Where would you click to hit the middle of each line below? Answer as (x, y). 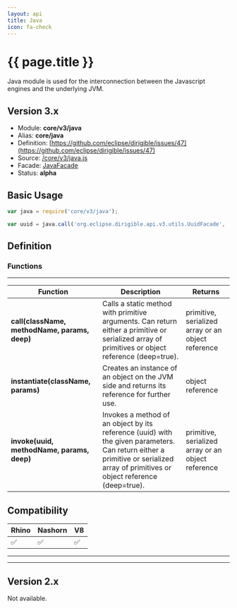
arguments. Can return (140, 322)
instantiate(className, (51, 382)
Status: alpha (37, 173)
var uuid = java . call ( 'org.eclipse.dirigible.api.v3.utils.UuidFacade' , (116, 224)
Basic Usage (35, 195)
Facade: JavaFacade (48, 166)
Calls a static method (137, 304)
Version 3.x (33, 111)
